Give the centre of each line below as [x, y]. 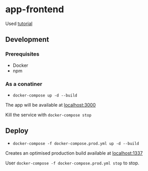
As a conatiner [24, 84]
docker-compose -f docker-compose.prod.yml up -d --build [76, 143]
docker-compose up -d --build [45, 95]
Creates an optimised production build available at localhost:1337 [74, 153]
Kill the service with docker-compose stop [48, 115]
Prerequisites [22, 54]
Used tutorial [19, 23]
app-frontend [35, 9]
